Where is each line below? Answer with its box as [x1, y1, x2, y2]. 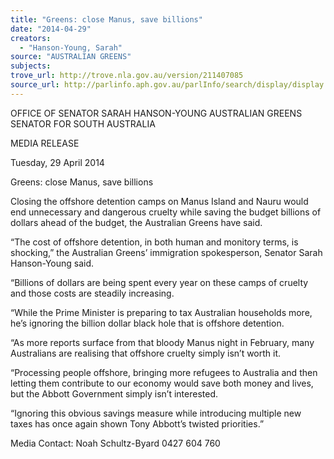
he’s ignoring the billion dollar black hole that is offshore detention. [10, 317, 285, 329]
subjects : [10, 61, 52, 71]
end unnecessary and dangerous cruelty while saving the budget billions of [10, 206, 322, 218]
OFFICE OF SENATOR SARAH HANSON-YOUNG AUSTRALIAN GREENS [10, 107, 303, 119]
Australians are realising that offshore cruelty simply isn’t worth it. [10, 347, 282, 359]
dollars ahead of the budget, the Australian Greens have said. [10, 216, 263, 228]
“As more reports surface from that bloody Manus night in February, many [10, 336, 315, 348]
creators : [10, 33, 52, 43]
